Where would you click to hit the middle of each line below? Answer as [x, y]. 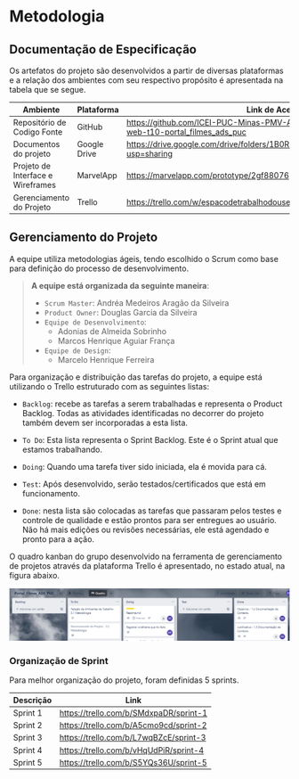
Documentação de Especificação [103, 49]
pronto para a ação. [58, 539]
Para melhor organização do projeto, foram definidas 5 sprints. [124, 680]
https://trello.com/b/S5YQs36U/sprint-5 [133, 762]
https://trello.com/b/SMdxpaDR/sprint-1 [133, 713]
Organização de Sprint [59, 660]
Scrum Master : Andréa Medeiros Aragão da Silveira [137, 303]
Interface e [33, 176]
